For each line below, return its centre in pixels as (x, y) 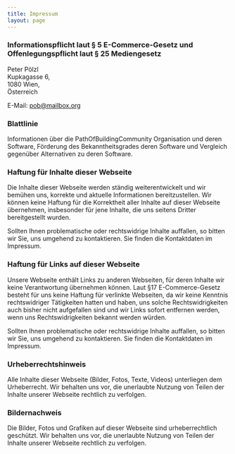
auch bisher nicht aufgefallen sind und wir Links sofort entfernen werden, (114, 309)
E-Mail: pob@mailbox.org (44, 105)
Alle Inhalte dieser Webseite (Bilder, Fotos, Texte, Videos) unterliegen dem (115, 379)
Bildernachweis (34, 412)
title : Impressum (33, 14)
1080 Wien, (24, 84)
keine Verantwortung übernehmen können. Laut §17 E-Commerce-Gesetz (114, 287)
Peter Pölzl (23, 69)
